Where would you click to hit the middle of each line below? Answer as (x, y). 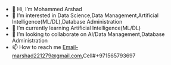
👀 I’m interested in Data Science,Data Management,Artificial (85, 15)
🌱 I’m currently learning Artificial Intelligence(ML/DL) (76, 28)
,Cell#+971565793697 (108, 56)
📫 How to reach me (36, 47)
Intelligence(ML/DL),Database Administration (67, 22)
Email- (70, 47)
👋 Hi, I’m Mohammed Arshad (47, 9)
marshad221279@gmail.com (47, 56)
